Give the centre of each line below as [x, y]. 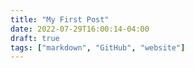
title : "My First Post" [60, 19]
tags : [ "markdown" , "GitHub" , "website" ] [98, 47]
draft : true [35, 38]
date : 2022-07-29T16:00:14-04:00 [80, 29]
